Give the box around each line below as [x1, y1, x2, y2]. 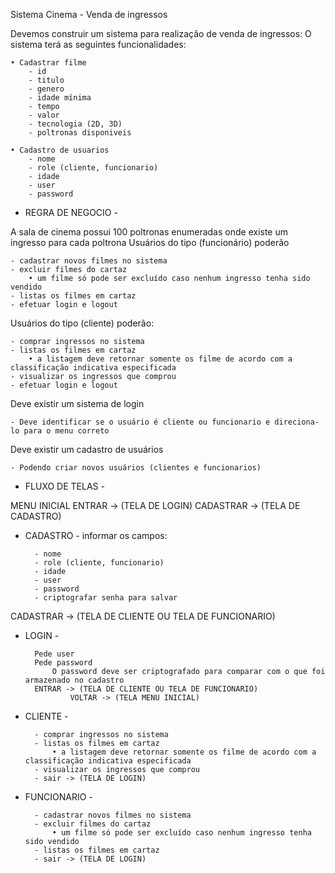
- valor [28, 110, 60, 120]
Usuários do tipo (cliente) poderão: [10, 317, 155, 329]
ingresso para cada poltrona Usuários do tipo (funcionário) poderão [10, 237, 290, 248]
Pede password [34, 658, 93, 668]
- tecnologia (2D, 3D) [28, 119, 123, 129]
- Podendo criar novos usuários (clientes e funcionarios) [10, 463, 262, 473]
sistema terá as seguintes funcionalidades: [10, 39, 187, 50]
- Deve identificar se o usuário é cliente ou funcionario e [10, 417, 271, 427]
